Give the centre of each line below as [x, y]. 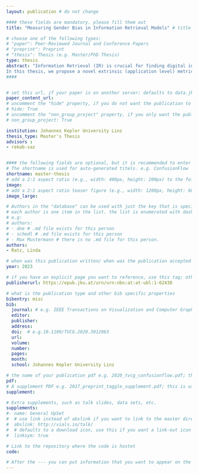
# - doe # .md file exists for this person [60, 228]
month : [19, 359]
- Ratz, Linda [24, 251]
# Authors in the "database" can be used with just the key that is [92, 207]
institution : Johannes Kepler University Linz [64, 130]
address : [22, 326]
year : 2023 [19, 267]
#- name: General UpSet [35, 414]
